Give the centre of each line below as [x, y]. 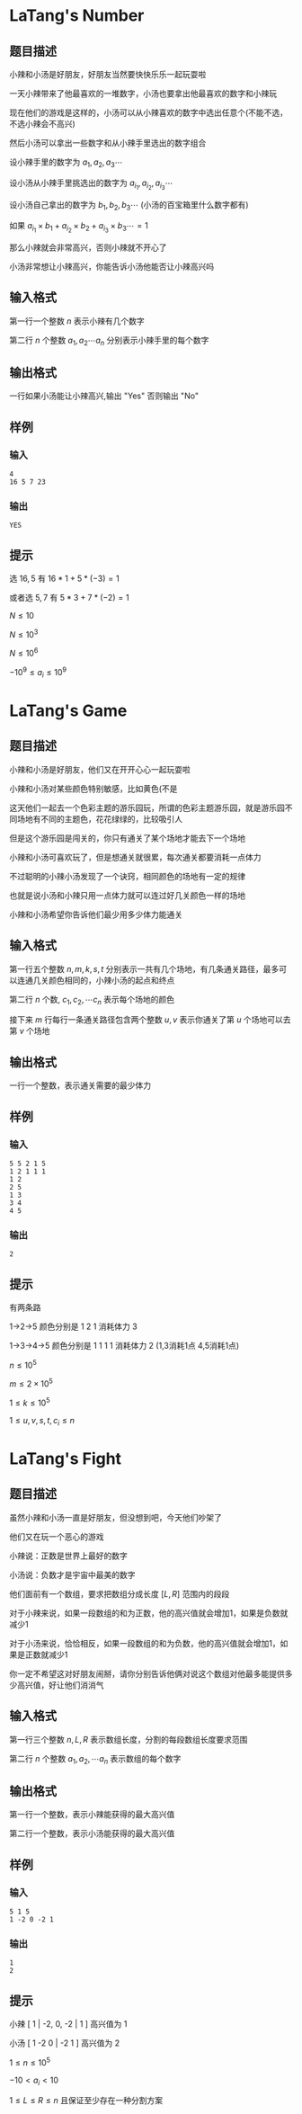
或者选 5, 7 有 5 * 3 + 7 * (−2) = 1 [70, 598]
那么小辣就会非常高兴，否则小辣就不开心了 [88, 247]
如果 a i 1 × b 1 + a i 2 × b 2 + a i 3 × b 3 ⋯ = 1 [79, 227]
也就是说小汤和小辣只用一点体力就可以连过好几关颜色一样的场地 [127, 895]
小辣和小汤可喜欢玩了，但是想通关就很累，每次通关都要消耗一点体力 [135, 857]
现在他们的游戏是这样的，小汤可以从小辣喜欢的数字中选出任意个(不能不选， [149, 112]
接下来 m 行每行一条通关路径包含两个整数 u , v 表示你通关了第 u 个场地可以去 [150, 1020]
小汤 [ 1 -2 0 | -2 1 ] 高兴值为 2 [65, 2043]
